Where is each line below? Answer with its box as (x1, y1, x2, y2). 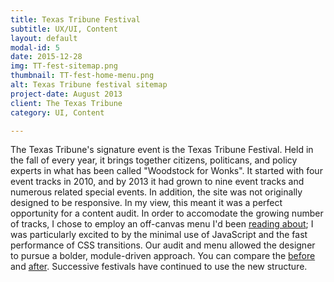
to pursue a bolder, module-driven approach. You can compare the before (10, 250, 316, 262)
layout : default (10, 33, 78, 43)
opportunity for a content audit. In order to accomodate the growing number (10, 207, 324, 220)
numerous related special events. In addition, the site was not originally (10, 186, 303, 198)
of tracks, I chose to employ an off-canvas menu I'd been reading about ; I (10, 218, 314, 230)
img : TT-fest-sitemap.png (10, 61, 118, 71)
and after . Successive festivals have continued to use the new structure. (10, 261, 308, 273)
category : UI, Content (10, 107, 105, 118)
